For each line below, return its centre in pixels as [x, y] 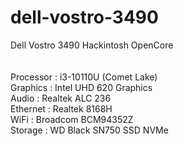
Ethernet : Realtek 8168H [61, 108]
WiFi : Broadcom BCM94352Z [72, 119]
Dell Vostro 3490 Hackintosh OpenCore [92, 45]
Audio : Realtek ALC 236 [61, 98]
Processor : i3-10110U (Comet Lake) [84, 77]
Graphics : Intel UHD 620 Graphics [81, 87]
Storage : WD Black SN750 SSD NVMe [89, 130]
